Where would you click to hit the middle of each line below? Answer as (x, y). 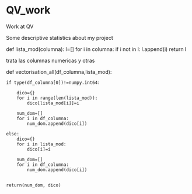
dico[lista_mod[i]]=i (53, 103)
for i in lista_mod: (41, 144)
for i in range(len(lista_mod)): (57, 98)
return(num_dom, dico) (34, 185)
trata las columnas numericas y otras (50, 60)
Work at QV (20, 26)
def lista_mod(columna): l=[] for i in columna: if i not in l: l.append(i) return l (96, 49)
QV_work (28, 10)
